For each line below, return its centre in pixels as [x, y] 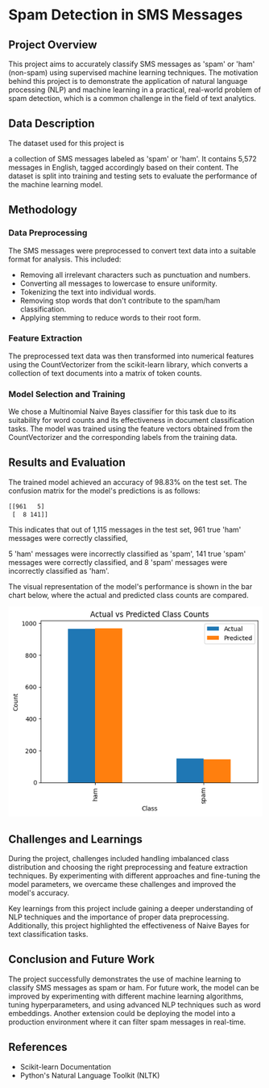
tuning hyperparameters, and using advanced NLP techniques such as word [134, 1004]
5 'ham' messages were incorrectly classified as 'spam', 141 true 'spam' [127, 554]
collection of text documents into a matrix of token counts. [106, 373]
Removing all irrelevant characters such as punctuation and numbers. [135, 274]
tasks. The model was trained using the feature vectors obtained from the [130, 429]
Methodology [43, 210]
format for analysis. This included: [65, 259]
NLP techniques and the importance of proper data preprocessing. [119, 917]
